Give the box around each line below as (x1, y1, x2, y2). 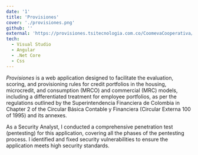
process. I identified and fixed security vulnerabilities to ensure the (6, 136, 169, 143)
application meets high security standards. (6, 142, 110, 149)
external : (6, 31, 31, 37)
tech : (6, 36, 19, 42)
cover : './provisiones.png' (6, 19, 75, 25)
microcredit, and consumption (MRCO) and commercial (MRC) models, (6, 87, 178, 94)
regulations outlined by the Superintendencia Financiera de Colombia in (6, 99, 180, 106)
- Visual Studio (11, 42, 51, 48)
